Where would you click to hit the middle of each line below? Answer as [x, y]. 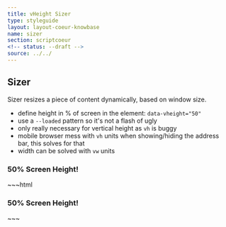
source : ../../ [30, 54]
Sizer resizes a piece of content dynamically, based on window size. [107, 99]
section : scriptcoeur [39, 40]
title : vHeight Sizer [39, 14]
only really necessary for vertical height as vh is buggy [97, 128]
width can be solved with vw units [66, 150]
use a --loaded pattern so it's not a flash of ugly [87, 121]
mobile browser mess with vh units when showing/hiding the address [118, 135]
